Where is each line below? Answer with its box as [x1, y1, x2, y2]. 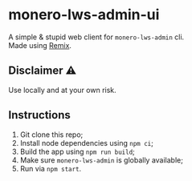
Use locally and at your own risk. [8, 85, 116, 95]
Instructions [8, 108, 71, 122]
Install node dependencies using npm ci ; [19, 138, 154, 147]
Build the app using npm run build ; [19, 147, 135, 156]
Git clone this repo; [19, 130, 84, 139]
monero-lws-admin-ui [8, 6, 160, 24]
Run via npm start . [19, 163, 82, 173]
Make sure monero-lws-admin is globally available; [19, 155, 183, 165]
